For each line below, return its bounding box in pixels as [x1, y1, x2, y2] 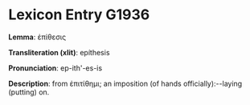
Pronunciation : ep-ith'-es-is [8, 63, 103, 73]
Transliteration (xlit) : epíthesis [8, 47, 110, 57]
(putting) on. [8, 87, 50, 97]
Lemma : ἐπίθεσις [8, 32, 67, 42]
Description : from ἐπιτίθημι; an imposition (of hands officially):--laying [8, 79, 243, 88]
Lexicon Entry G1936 [8, 6, 150, 24]
